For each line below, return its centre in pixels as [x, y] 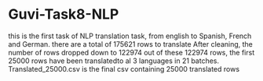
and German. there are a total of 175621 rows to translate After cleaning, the [131, 44]
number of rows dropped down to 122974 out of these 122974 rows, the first [131, 52]
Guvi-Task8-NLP [64, 14]
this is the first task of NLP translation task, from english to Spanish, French [130, 36]
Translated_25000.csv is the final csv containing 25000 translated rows [124, 69]
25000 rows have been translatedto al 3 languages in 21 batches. [114, 61]
